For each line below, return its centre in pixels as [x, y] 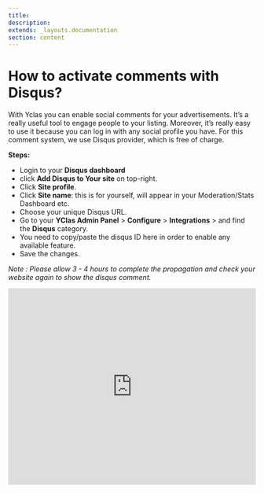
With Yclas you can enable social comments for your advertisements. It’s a [128, 115]
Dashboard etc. [44, 204]
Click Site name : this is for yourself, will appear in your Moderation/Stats [137, 195]
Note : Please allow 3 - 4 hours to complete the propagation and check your [132, 269]
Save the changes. [49, 254]
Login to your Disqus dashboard [72, 171]
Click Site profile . [48, 187]
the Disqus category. [54, 229]
